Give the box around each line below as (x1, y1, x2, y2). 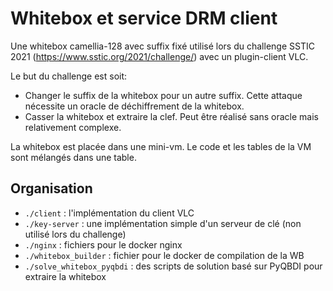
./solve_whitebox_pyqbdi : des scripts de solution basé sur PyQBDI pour (24, 260, 323, 272)
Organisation (10, 180, 93, 197)
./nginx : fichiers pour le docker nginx (24, 238, 183, 251)
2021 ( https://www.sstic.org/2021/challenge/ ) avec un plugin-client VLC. (10, 50, 309, 62)
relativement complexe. (24, 121, 122, 133)
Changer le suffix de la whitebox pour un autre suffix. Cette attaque (24, 89, 303, 101)
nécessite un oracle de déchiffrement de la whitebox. (24, 100, 245, 112)
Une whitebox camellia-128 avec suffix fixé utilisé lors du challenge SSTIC (10, 40, 315, 52)
